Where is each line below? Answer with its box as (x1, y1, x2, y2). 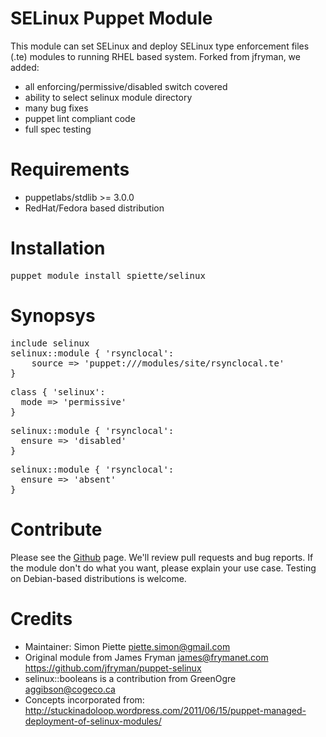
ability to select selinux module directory (24, 91, 193, 103)
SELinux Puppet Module (10, 7, 213, 30)
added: (10, 61, 40, 73)
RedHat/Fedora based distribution (24, 202, 165, 214)
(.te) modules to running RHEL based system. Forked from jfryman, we (10, 50, 301, 62)
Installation (10, 237, 106, 260)
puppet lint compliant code (24, 112, 136, 124)
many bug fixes (24, 102, 89, 114)
